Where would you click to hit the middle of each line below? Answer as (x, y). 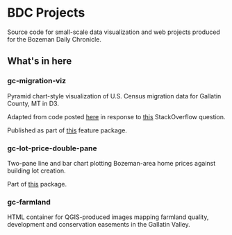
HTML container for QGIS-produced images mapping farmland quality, (108, 217)
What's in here (40, 61)
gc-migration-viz (37, 81)
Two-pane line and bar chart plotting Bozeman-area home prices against (111, 163)
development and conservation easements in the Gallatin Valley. (99, 225)
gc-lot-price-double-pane (52, 148)
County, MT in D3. (33, 103)
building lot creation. (36, 171)
